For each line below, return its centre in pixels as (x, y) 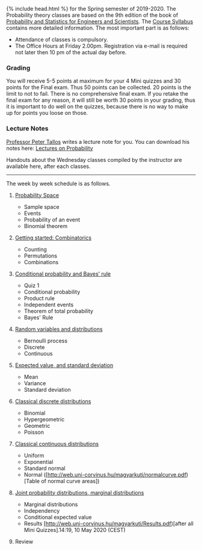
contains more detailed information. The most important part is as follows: (98, 28)
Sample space (41, 206)
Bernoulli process (46, 341)
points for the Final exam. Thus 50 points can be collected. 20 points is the (99, 87)
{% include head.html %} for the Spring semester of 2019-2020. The (91, 9)
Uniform (34, 455)
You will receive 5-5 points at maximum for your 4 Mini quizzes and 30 (94, 81)
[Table (32, 481)
